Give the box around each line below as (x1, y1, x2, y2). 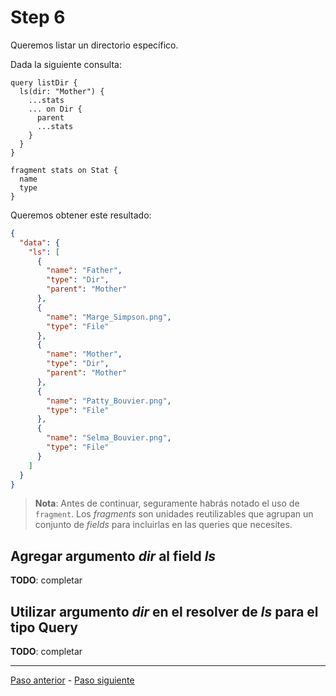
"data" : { (19, 237, 60, 248)
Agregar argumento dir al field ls (10, 547, 217, 565)
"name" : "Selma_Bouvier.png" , (46, 433, 172, 443)
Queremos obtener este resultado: (10, 209, 152, 221)
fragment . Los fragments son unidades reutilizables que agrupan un (34, 508, 314, 520)
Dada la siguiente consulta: (10, 58, 123, 70)
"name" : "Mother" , (46, 349, 123, 360)
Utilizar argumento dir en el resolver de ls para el (10, 603, 319, 620)
